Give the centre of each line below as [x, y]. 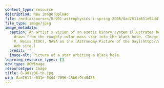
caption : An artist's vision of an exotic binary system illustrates [82, 32]
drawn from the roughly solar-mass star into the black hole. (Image [86, 37]
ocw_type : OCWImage [25, 64]
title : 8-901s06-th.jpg [29, 73]
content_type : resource [29, 10]
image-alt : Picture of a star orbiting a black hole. [65, 55]
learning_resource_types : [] [35, 60]
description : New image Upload [37, 14]
